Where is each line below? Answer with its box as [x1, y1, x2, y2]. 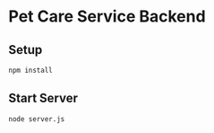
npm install [8, 66, 53, 75]
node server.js [8, 114, 65, 123]
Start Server [8, 91, 78, 106]
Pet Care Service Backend [8, 6, 207, 27]
